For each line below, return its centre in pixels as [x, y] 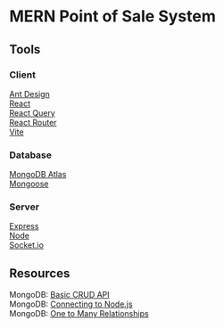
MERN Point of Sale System [112, 16]
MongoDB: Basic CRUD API [59, 295]
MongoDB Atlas [38, 175]
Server [25, 207]
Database [30, 155]
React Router [33, 122]
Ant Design [30, 94]
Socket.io [27, 245]
